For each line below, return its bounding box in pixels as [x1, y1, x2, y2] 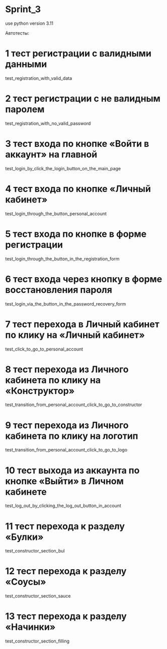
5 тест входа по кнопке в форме [5, 228, 147, 239]
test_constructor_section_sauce [5, 593, 71, 599]
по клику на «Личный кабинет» [5, 329, 145, 340]
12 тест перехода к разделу [5, 566, 127, 577]
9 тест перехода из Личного [5, 419, 129, 431]
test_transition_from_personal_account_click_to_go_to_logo [5, 447, 127, 453]
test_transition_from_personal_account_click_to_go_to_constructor [5, 402, 142, 408]
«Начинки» [5, 621, 56, 633]
